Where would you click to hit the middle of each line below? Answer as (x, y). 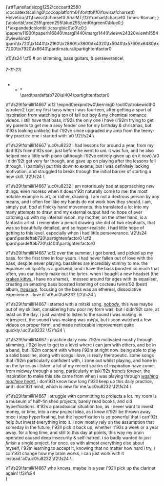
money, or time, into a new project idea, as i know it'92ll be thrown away (78, 412)
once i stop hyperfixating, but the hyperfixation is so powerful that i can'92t (82, 417)
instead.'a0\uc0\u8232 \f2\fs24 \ (39, 459)
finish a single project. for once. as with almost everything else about (75, 443)
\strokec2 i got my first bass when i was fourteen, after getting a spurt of (79, 110)
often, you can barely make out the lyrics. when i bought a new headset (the (82, 274)
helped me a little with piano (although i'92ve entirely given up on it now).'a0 (82, 156)
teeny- (148, 131)
